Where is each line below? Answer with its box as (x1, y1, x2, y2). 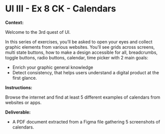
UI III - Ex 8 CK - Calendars (5, 3, 116, 14)
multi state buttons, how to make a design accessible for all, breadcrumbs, (5, 49, 158, 55)
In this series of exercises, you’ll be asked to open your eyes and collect (5, 38, 153, 45)
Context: (5, 19, 24, 25)
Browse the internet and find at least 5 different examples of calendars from (5, 94, 161, 100)
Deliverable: (5, 109, 31, 115)
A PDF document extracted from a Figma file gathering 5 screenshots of (12, 119, 161, 125)
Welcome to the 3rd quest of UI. (5, 29, 71, 35)
